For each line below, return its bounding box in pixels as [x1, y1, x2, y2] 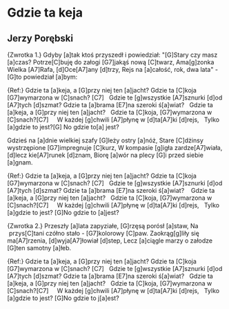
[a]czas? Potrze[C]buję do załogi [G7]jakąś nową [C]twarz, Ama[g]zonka [7, 58, 215, 66]
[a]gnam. [7, 158, 33, 167]
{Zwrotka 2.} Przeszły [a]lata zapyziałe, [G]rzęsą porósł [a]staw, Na [7, 222, 199, 230]
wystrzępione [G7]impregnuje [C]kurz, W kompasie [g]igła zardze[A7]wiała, [7, 144, 223, 151]
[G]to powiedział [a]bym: [7, 73, 78, 81]
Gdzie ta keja [7, 5, 83, 21]
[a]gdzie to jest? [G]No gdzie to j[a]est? [7, 294, 119, 302]
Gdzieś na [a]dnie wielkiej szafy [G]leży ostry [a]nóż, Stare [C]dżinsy [7, 136, 203, 144]
